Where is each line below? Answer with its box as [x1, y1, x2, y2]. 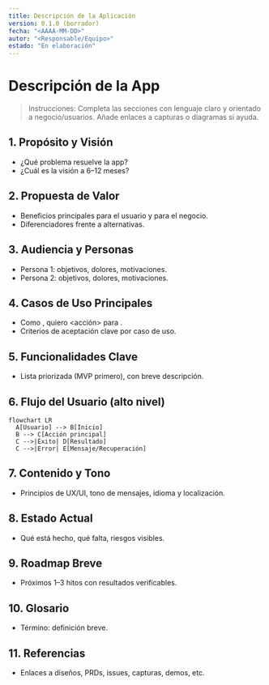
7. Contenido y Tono [8, 466, 111, 480]
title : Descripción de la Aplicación [8, 11, 136, 20]
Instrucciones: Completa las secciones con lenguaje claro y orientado [28, 104, 262, 113]
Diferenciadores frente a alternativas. [19, 219, 145, 229]
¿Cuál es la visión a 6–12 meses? [19, 165, 130, 175]
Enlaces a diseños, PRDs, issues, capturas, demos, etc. [19, 668, 205, 677]
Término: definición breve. [19, 623, 108, 632]
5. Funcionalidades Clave [8, 350, 138, 364]
